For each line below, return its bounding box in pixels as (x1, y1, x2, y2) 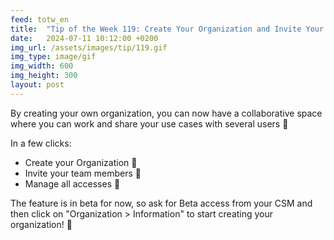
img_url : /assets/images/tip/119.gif (10, 42, 168, 53)
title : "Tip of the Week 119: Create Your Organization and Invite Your (10, 24, 325, 34)
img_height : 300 (10, 71, 78, 81)
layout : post (10, 80, 65, 90)
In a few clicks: (10, 137, 72, 149)
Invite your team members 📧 (24, 167, 142, 179)
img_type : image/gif (10, 52, 97, 62)
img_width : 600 (10, 61, 74, 71)
